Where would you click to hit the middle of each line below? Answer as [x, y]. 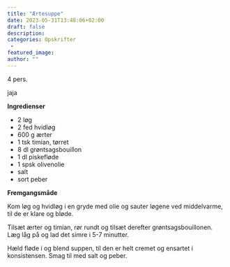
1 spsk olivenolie [41, 164]
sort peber [32, 179]
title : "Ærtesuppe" [36, 14]
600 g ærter [34, 134]
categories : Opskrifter [42, 40]
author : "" [23, 59]
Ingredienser [26, 106]
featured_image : [31, 53]
